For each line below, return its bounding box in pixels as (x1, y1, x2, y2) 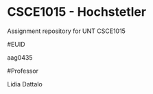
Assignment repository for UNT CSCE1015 (7, 27, 126, 35)
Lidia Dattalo (7, 80, 43, 88)
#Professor (7, 67, 39, 75)
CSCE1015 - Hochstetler (7, 4, 146, 20)
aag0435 (7, 53, 33, 62)
